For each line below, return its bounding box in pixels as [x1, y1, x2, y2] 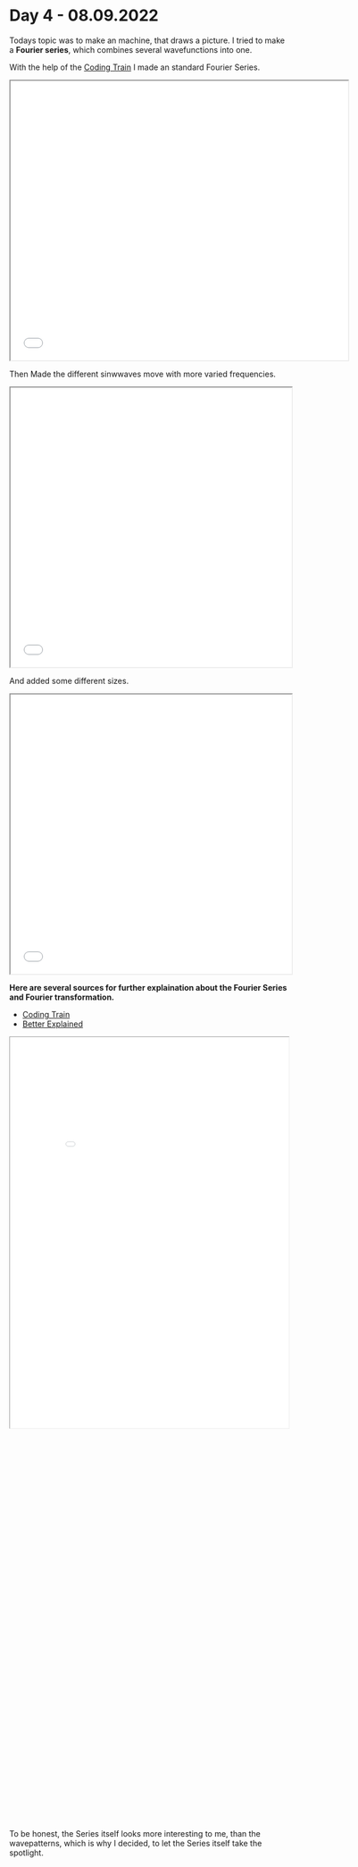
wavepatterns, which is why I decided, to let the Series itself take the [9, 1837, 262, 1848]
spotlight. [9, 1847, 45, 1858]
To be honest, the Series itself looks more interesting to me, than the [9, 1828, 262, 1838]
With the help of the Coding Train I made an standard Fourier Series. [9, 62, 261, 72]
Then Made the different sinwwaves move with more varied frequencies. [9, 368, 277, 379]
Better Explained [21, 1018, 83, 1029]
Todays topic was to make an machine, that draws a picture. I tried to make [9, 35, 286, 46]
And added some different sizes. [9, 675, 129, 686]
